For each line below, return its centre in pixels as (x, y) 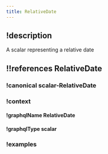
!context (19, 101)
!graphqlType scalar (32, 129)
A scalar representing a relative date (50, 50)
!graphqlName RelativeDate (41, 115)
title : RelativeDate (32, 12)
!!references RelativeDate (54, 68)
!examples (22, 144)
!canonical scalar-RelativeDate (51, 85)
